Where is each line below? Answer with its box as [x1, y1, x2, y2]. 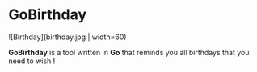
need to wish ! [8, 56, 56, 66]
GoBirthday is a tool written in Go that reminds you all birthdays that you [8, 47, 250, 57]
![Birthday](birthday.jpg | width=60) [8, 32, 127, 42]
